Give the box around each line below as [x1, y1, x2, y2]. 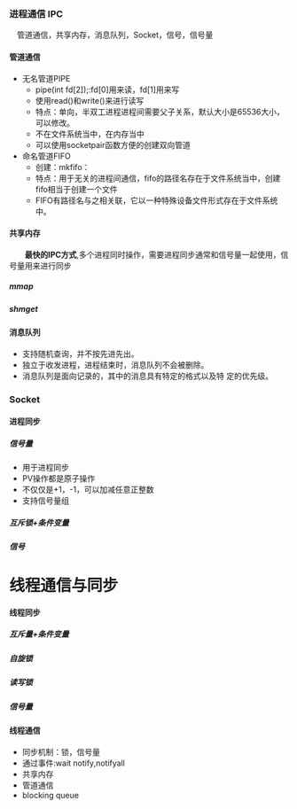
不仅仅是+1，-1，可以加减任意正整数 [21, 485, 154, 495]
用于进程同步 [21, 463, 69, 473]
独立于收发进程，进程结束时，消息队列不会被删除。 [21, 359, 209, 369]
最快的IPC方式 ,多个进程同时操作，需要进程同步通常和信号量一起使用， [25, 249, 281, 260]
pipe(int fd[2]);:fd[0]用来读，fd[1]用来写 [35, 84, 180, 95]
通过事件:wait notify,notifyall [21, 758, 126, 768]
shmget [9, 303, 38, 314]
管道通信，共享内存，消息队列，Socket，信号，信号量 [17, 29, 214, 41]
